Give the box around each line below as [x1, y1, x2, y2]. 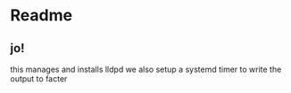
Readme [10, 5, 73, 26]
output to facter [10, 74, 68, 84]
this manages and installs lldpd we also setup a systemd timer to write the [10, 64, 282, 74]
